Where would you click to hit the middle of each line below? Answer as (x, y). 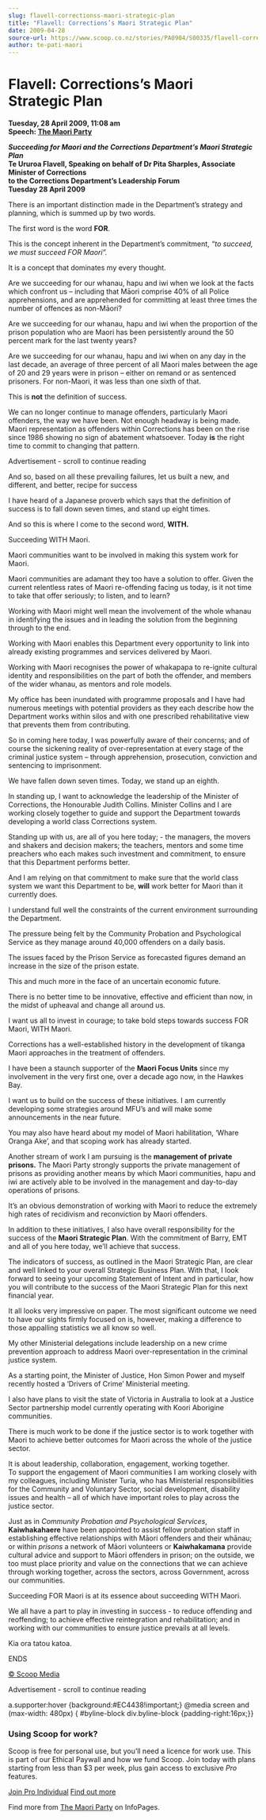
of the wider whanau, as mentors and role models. (90, 684)
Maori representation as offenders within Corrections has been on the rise (129, 429)
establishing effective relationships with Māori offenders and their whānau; (130, 1538)
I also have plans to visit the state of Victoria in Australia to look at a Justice (131, 1399)
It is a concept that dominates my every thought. (87, 268)
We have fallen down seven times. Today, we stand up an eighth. (114, 781)
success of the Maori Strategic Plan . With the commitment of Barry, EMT (128, 1238)
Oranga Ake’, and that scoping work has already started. (100, 1141)
